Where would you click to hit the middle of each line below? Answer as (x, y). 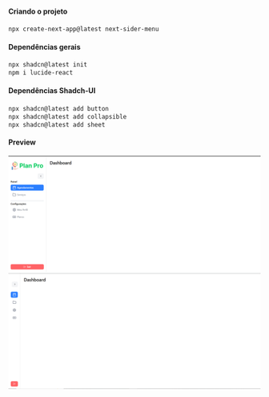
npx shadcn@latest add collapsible (68, 116)
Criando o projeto (38, 11)
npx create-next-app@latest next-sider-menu (84, 29)
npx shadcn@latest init (48, 65)
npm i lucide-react (41, 73)
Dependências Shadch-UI (52, 91)
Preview (22, 142)
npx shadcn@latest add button (59, 108)
